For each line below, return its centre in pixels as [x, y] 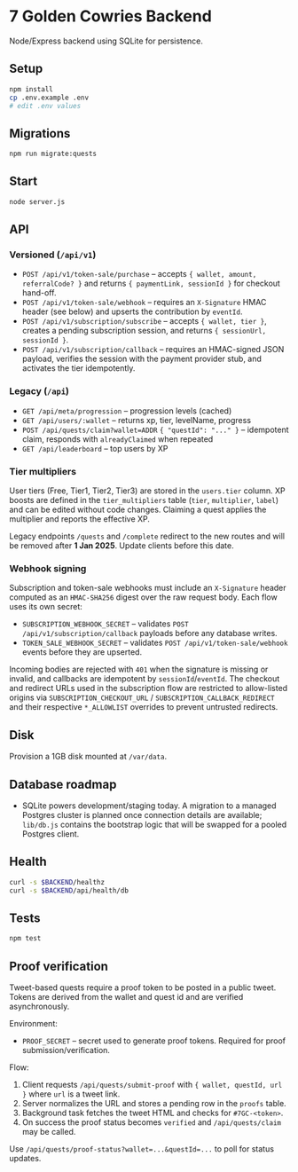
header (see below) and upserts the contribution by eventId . [132, 311]
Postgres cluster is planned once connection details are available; [142, 814]
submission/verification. [66, 1050]
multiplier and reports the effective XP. [80, 519]
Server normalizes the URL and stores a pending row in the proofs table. [154, 1104]
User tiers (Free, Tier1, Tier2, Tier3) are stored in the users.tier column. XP [147, 491]
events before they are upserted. [82, 652]
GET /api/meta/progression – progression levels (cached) [127, 411]
